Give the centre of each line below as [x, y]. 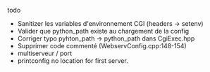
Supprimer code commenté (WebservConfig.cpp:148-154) [102, 46]
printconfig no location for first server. [73, 61]
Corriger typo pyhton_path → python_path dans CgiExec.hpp [106, 38]
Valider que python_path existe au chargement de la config [103, 31]
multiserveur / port [45, 53]
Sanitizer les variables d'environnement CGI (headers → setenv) [110, 23]
